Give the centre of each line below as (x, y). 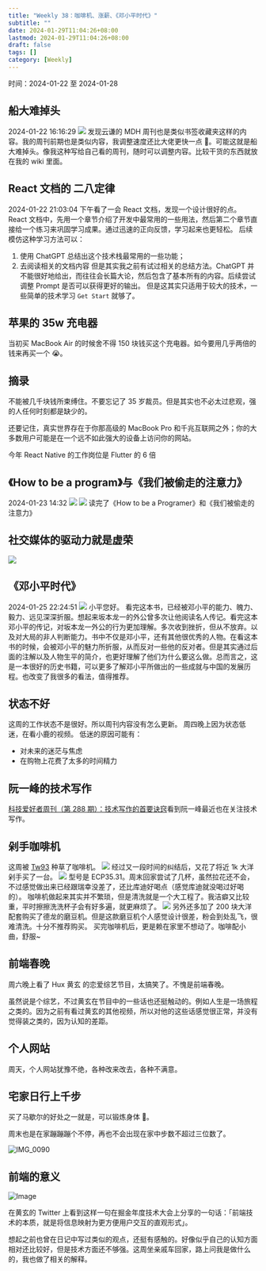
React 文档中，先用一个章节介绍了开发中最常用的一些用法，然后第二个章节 (129, 219)
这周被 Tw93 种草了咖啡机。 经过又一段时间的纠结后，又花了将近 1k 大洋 (131, 867)
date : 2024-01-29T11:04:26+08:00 (63, 30)
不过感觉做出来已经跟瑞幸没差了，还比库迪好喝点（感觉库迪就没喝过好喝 (126, 887)
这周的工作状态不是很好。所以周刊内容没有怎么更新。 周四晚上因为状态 (123, 724)
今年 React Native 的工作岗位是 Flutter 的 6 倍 (82, 455)
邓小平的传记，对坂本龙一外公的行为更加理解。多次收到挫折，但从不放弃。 (129, 627)
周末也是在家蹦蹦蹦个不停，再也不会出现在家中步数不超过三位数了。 (119, 1134)
